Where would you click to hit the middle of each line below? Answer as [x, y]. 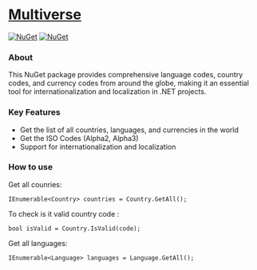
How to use [31, 167]
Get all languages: [38, 243]
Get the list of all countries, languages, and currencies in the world [129, 130]
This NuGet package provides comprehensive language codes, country [126, 75]
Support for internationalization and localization [98, 147]
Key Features [35, 112]
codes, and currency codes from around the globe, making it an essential [129, 83]
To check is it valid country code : [64, 213]
